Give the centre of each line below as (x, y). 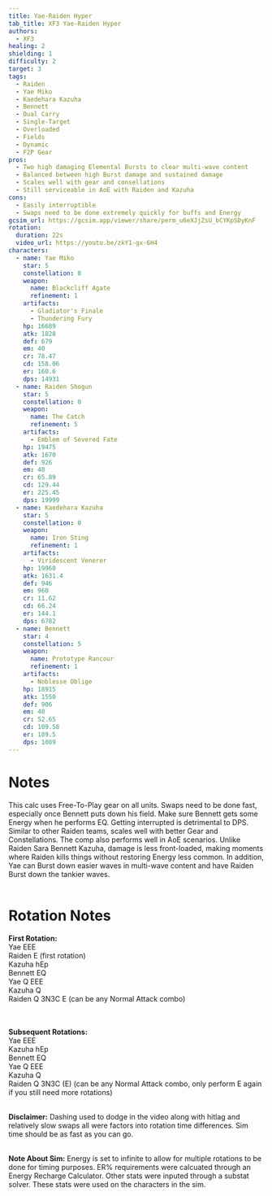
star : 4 (36, 636)
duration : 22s (39, 236)
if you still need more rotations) (60, 1092)
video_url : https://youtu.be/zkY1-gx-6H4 (87, 243)
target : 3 (25, 69)
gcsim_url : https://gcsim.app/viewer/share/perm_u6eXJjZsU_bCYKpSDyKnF (132, 220)
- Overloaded (38, 129)
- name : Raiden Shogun (54, 386)
